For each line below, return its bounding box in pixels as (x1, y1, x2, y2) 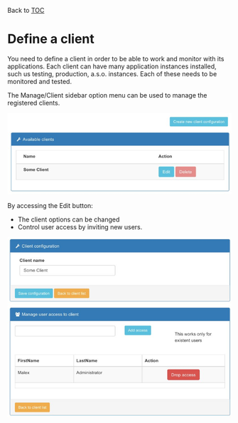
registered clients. (7, 98, 60, 107)
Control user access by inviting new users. (17, 223, 143, 231)
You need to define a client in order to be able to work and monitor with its (7, 54, 225, 63)
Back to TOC (7, 6, 45, 14)
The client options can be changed (17, 215, 120, 224)
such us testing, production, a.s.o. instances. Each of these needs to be (7, 69, 217, 78)
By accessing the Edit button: (7, 202, 94, 210)
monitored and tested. (7, 77, 72, 85)
